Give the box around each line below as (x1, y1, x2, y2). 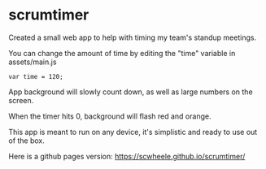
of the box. (8, 136, 45, 145)
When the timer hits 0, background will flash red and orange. (8, 111, 211, 121)
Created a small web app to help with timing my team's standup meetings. (8, 32, 257, 42)
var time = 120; (8, 72, 63, 80)
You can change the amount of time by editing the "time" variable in (8, 48, 236, 58)
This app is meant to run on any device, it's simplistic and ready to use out (8, 127, 258, 136)
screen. (8, 95, 34, 105)
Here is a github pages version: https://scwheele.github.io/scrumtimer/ (8, 151, 246, 161)
